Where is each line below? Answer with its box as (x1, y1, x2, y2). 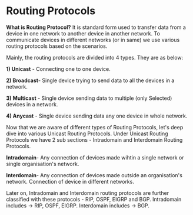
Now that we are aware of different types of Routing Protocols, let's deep (6, 123, 184, 131)
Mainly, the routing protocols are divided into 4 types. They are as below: (6, 54, 184, 61)
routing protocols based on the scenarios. (6, 43, 108, 50)
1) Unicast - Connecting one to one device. (6, 65, 111, 72)
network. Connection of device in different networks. (6, 178, 134, 185)
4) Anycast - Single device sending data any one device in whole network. (6, 112, 188, 119)
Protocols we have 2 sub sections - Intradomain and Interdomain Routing (6, 136, 183, 143)
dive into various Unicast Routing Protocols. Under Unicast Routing (6, 130, 169, 137)
